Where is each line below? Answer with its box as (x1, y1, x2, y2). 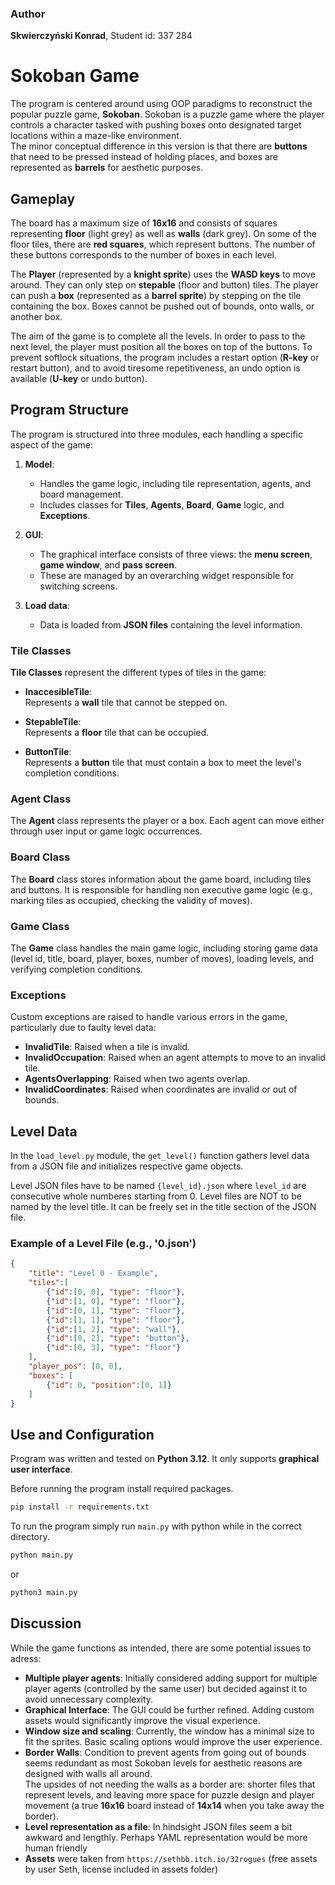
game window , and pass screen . (39, 558, 178, 571)
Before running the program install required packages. (10, 1483, 234, 1495)
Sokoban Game (10, 65, 140, 87)
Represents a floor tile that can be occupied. (24, 727, 210, 739)
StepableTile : (24, 716, 82, 728)
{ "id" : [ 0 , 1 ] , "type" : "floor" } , (46, 1305, 186, 1316)
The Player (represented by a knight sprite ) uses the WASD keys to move (10, 268, 317, 281)
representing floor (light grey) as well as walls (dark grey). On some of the (10, 228, 317, 240)
